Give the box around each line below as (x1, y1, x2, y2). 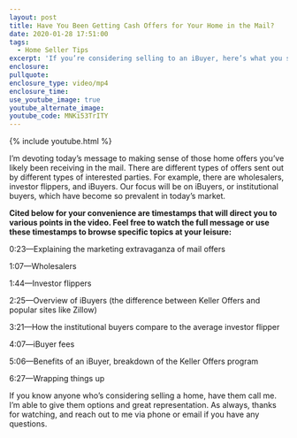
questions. (9, 419, 48, 429)
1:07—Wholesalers (9, 261, 77, 272)
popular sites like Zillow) (9, 304, 97, 315)
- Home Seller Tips (17, 46, 89, 55)
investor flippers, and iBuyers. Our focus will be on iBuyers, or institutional (9, 181, 278, 192)
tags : (9, 37, 29, 47)
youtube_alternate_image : (9, 104, 104, 112)
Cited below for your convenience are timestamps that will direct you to (9, 208, 278, 219)
